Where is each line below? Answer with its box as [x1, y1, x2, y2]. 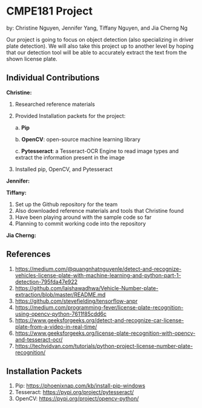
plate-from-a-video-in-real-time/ [15, 323, 97, 330]
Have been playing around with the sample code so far [15, 213, 152, 221]
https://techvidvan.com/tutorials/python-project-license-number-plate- [15, 342, 194, 349]
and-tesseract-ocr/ [15, 335, 63, 343]
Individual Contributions [6, 73, 100, 83]
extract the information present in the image [15, 154, 125, 161]
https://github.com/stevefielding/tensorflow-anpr [15, 297, 138, 305]
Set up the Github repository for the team [15, 201, 118, 208]
